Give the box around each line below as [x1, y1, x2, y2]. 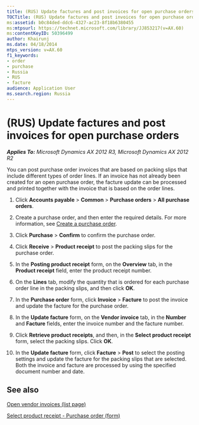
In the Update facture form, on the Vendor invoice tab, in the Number [15, 314, 187, 321]
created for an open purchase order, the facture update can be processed [6, 178, 187, 186]
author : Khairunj [6, 36, 50, 42]
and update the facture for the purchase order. [15, 302, 129, 309]
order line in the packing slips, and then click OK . [15, 284, 135, 292]
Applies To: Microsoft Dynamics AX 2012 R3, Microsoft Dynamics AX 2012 [6, 148, 189, 155]
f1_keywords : [6, 52, 39, 58]
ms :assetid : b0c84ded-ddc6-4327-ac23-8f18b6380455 [6, 19, 134, 25]
